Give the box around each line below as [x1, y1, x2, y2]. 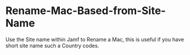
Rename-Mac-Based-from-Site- [5, 4, 166, 18]
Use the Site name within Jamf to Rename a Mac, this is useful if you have [5, 36, 184, 43]
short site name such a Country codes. [5, 42, 100, 49]
